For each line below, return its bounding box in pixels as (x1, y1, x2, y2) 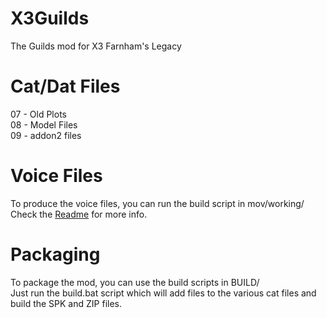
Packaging (10, 243, 101, 266)
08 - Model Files (10, 118, 78, 131)
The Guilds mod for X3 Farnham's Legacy (10, 40, 182, 52)
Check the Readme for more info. (10, 208, 148, 220)
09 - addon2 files (10, 129, 82, 141)
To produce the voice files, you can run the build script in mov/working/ (10, 197, 305, 209)
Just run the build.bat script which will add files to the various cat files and (10, 287, 317, 299)
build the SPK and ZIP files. (10, 297, 123, 309)
